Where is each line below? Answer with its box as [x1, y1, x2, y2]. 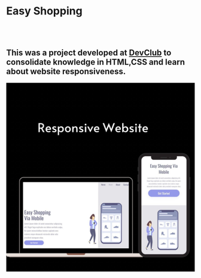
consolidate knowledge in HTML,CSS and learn [6, 57, 185, 67]
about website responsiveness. [6, 67, 126, 77]
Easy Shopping [6, 4, 83, 18]
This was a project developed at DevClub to [6, 48, 172, 58]
